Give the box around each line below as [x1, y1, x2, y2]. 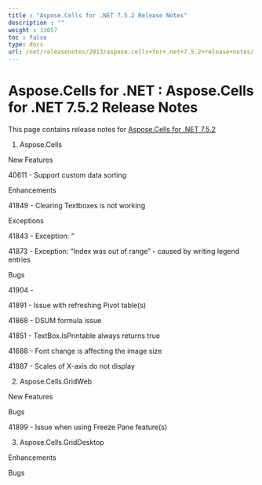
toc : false [8, 33, 47, 42]
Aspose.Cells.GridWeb [19, 377, 93, 386]
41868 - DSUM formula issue [8, 315, 102, 325]
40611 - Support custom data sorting [8, 170, 127, 179]
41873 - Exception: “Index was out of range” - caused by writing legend [8, 246, 240, 255]
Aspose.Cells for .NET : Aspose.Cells [8, 82, 255, 100]
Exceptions [8, 215, 45, 225]
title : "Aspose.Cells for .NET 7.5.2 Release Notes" [8, 11, 188, 20]
